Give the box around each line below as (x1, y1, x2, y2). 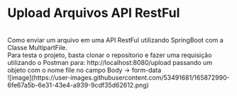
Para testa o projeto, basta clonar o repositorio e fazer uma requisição (7, 51, 212, 59)
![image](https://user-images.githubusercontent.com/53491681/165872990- (7, 73, 230, 82)
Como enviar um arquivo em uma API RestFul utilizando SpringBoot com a (7, 35, 224, 44)
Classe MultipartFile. (7, 43, 67, 52)
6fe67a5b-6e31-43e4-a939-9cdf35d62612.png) (7, 80, 149, 89)
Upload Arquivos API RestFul (7, 5, 180, 21)
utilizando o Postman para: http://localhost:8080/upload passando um (7, 58, 213, 66)
